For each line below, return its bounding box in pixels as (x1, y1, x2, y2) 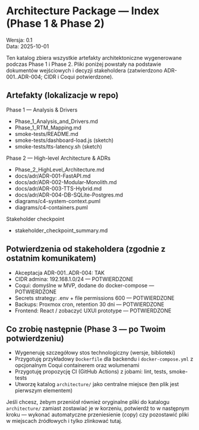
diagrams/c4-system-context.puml (14, 197, 101, 204)
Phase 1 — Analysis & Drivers (6, 106, 78, 113)
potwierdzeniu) (6, 333, 64, 343)
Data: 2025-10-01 (6, 43, 49, 50)
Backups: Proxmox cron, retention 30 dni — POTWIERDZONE (14, 301, 165, 308)
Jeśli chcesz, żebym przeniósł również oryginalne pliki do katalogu (6, 399, 170, 406)
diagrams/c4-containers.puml (14, 204, 88, 211)
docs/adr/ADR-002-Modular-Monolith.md (14, 178, 117, 185)
